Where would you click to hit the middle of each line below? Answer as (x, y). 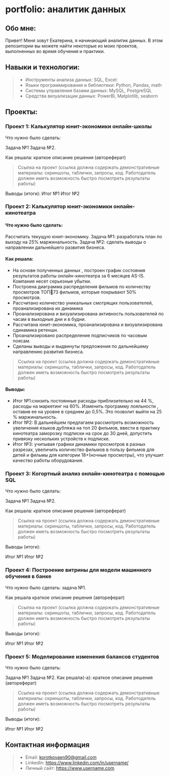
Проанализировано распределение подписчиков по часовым (80, 335)
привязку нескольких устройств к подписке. (61, 439)
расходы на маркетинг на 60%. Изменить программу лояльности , (86, 406)
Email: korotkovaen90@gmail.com (61, 757)
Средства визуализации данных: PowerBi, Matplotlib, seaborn (92, 96)
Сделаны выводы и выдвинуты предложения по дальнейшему (80, 346)
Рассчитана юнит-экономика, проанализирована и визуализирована (88, 324)
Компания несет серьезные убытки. (52, 281)
